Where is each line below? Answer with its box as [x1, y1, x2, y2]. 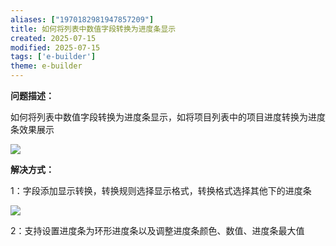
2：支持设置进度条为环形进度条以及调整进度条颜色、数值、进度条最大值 [10, 225, 305, 236]
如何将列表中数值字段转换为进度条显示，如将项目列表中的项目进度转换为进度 [10, 111, 326, 123]
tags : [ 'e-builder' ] [10, 52, 97, 62]
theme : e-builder [10, 61, 83, 71]
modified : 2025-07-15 [10, 42, 101, 53]
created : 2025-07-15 [10, 33, 97, 43]
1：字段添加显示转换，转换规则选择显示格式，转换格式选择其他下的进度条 [10, 185, 312, 196]
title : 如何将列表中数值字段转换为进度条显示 [10, 24, 177, 34]
